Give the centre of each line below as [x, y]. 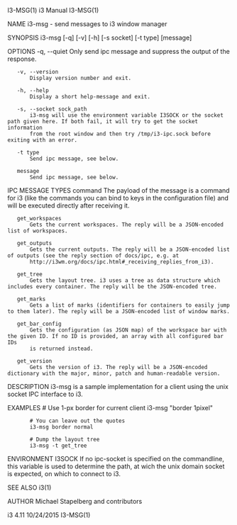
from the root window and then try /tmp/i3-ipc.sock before [120, 134]
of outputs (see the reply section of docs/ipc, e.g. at [93, 256]
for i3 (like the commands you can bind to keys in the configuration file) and [118, 198]
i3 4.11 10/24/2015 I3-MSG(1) [49, 515]
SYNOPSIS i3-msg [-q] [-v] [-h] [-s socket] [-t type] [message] [100, 38]
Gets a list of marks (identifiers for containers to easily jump [130, 305]
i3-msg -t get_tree [58, 446]
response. [22, 59]
